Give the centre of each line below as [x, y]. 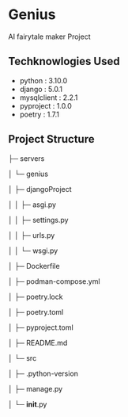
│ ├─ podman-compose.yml [54, 281]
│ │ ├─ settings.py [38, 220]
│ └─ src [23, 358]
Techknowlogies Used [64, 61]
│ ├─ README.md [38, 342]
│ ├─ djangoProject [40, 189]
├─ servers [26, 158]
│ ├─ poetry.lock [36, 296]
